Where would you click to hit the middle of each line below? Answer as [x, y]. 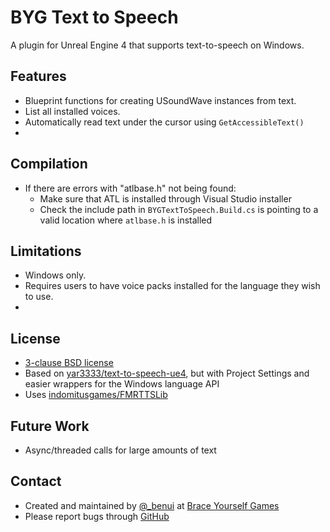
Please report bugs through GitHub [97, 516]
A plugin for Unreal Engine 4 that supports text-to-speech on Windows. [157, 45]
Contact [36, 481]
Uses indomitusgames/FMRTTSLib [96, 395]
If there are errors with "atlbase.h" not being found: [130, 188]
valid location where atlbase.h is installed [126, 220]
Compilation [49, 164]
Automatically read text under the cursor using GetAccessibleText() [164, 122]
